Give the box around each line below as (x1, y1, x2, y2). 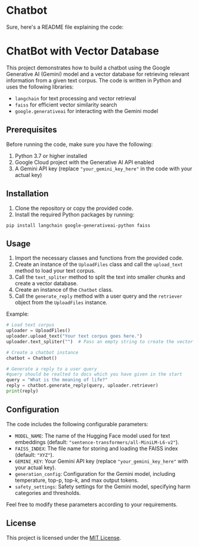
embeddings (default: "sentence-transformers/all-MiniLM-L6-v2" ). (14, 438, 180, 445)
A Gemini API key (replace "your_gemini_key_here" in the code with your (14, 165, 192, 172)
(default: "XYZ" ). (14, 451, 54, 458)
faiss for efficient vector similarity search (14, 101, 117, 108)
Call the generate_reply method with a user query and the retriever (14, 292, 183, 300)
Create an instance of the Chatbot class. (14, 286, 113, 294)
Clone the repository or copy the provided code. (14, 204, 133, 212)
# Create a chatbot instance (6, 349, 79, 356)
